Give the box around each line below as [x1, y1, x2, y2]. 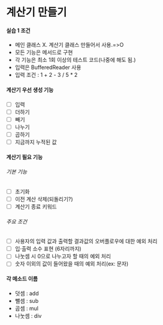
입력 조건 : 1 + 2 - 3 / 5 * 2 [14, 71, 78, 79]
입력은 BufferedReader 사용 [14, 64, 81, 71]
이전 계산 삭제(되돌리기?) [14, 195, 73, 202]
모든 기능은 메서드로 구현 [14, 49, 73, 56]
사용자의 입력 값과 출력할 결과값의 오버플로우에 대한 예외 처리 [14, 238, 158, 245]
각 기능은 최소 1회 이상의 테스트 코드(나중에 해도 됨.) [14, 56, 136, 64]
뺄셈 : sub [14, 297, 39, 304]
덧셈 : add [14, 290, 39, 297]
